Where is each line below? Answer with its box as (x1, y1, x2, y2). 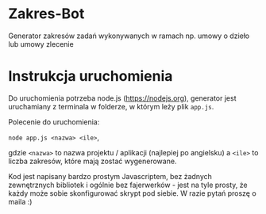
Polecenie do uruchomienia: (8, 117, 100, 127)
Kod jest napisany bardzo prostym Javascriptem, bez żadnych (8, 171, 212, 181)
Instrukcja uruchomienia (8, 67, 173, 86)
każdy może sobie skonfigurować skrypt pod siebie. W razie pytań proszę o (8, 188, 256, 198)
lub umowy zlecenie (8, 39, 74, 48)
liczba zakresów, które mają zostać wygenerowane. (8, 156, 177, 166)
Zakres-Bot (8, 5, 85, 23)
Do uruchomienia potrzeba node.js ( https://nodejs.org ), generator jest (8, 93, 237, 103)
